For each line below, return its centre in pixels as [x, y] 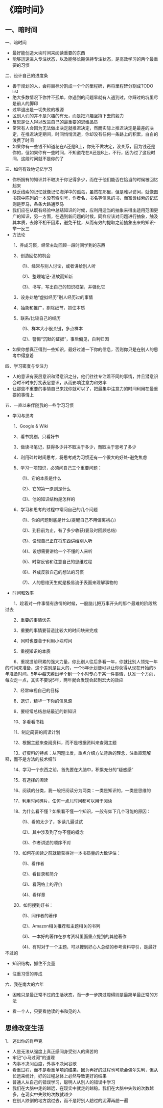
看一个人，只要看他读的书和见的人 [47, 1011]
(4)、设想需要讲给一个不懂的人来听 [58, 551]
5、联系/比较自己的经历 [37, 318]
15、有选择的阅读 [31, 780]
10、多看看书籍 [29, 722]
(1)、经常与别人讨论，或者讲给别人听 [59, 266]
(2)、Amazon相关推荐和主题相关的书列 [61, 926]
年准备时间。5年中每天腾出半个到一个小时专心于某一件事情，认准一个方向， [81, 674]
